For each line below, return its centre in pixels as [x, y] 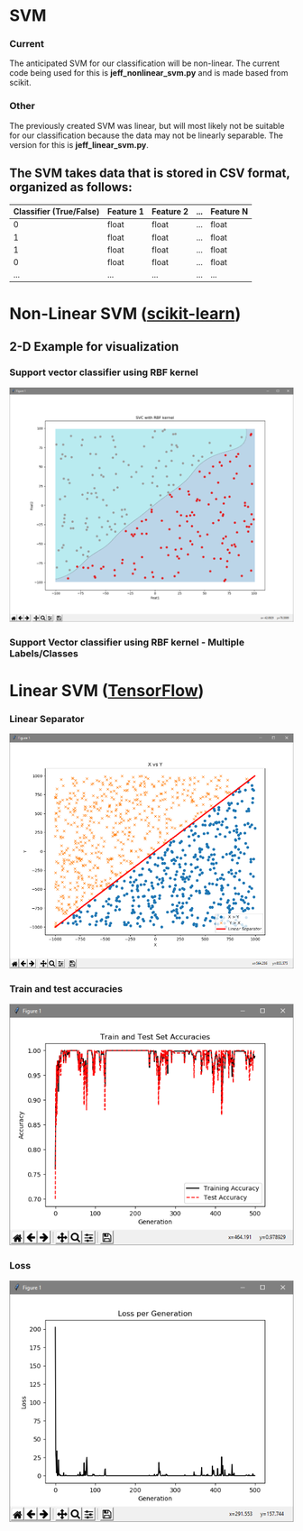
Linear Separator [47, 719]
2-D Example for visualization [94, 347]
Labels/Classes [44, 653]
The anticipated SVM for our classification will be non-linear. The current [145, 63]
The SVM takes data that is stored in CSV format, [150, 174]
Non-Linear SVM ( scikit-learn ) [125, 314]
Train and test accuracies [66, 989]
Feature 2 [170, 212]
